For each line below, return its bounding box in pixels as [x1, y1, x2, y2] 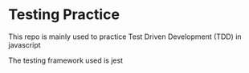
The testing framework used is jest [8, 56, 123, 65]
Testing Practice [8, 6, 120, 24]
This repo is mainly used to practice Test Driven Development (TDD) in [8, 32, 243, 41]
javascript [8, 40, 42, 49]
